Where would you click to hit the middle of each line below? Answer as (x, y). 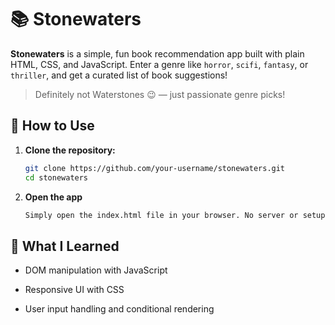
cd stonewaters (56, 177)
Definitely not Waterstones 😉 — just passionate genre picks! (160, 94)
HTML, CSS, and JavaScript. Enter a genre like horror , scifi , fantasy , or (159, 64)
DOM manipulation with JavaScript (96, 270)
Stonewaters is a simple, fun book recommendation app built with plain (157, 53)
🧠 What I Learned (65, 246)
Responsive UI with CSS (74, 290)
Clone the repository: (70, 150)
